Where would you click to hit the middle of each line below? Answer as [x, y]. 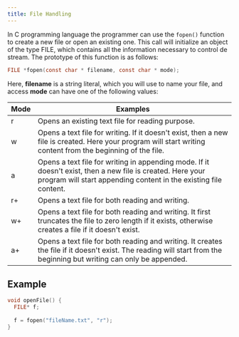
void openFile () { [34, 301]
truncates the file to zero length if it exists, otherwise [126, 220]
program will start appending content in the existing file [130, 180]
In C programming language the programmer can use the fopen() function [116, 34]
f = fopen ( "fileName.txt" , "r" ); [63, 320]
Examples [133, 109]
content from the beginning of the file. [101, 150]
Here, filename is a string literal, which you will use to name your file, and [115, 83]
